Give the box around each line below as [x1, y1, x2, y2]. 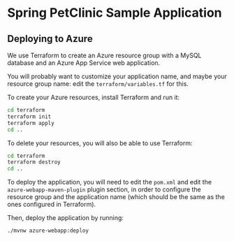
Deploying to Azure [7, 33, 93, 45]
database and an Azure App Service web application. [7, 59, 161, 67]
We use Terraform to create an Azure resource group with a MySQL [7, 51, 202, 59]
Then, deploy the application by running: [7, 214, 124, 222]
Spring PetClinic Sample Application [7, 5, 222, 21]
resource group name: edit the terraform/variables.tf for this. [7, 80, 189, 88]
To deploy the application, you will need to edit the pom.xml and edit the [7, 178, 212, 187]
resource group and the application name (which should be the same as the [7, 193, 225, 201]
